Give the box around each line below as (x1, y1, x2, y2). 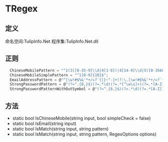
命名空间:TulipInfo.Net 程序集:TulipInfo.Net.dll (5, 38, 98, 44)
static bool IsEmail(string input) (12, 120, 76, 126)
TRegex (5, 3, 38, 14)
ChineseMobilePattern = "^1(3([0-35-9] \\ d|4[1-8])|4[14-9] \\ (9, 68, 140, 73)
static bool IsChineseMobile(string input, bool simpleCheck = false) (12, 115, 151, 121)
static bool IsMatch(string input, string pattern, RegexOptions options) (12, 131, 156, 137)
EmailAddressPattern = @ (9, 77, 61, 82)
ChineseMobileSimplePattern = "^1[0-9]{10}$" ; (9, 72, 108, 77)
